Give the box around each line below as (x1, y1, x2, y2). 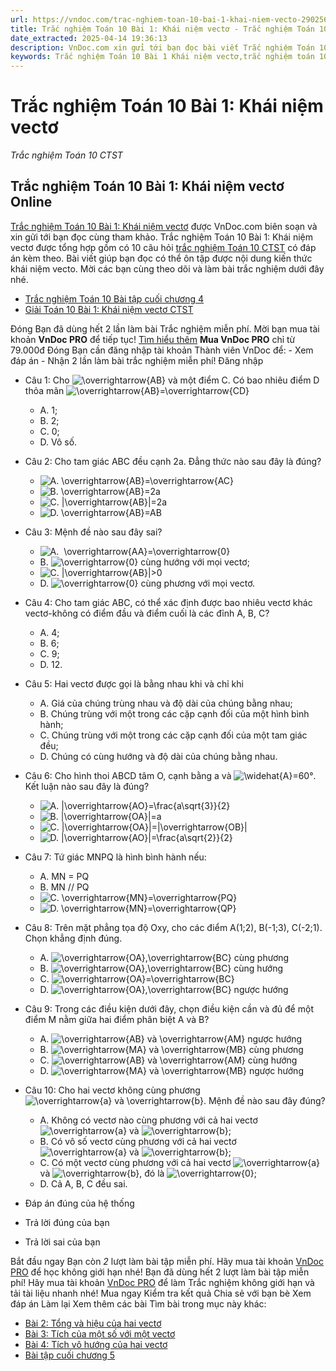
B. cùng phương (39, 1043, 304, 1055)
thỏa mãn (24, 384, 65, 396)
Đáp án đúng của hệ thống (24, 1197, 135, 1209)
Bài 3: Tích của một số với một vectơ (24, 1327, 176, 1340)
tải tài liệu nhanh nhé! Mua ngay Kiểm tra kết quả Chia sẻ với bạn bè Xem (10, 1287, 312, 1299)
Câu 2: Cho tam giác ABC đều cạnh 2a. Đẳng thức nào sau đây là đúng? (24, 455, 322, 467)
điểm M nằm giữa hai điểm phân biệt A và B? (24, 1013, 210, 1025)
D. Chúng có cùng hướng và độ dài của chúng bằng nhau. (39, 750, 278, 762)
